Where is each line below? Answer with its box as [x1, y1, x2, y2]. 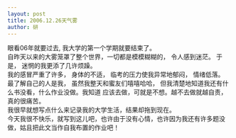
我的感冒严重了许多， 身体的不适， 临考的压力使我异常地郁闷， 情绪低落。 [7, 70, 225, 79]
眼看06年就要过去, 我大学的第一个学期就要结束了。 [7, 44, 156, 52]
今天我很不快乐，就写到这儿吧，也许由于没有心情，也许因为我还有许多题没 [7, 115, 225, 123]
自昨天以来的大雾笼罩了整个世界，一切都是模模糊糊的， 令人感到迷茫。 [7, 52, 215, 61]
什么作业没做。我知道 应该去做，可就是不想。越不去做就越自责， [38, 88, 227, 96]
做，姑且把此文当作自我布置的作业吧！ [7, 123, 119, 132]
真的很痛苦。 [7, 97, 45, 105]
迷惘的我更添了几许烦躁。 [21, 62, 97, 70]
